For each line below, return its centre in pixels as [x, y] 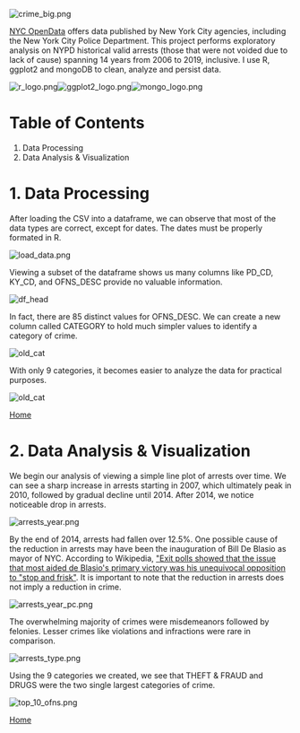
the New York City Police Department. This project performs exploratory [142, 41]
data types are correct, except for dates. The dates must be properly [136, 228]
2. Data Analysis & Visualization [130, 451]
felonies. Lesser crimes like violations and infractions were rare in [130, 631]
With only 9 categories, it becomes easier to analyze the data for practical [146, 370]
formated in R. [35, 237]
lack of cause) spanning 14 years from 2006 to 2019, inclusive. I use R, [140, 60]
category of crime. [43, 336]
